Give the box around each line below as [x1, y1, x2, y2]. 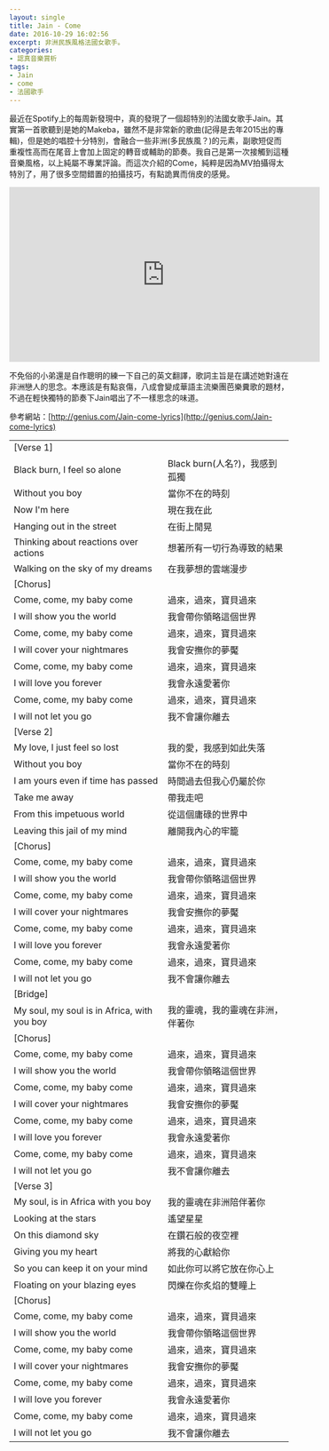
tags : [9, 63, 29, 72]
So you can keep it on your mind [13, 1262, 148, 1274]
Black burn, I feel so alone [13, 463, 121, 475]
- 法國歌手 [9, 87, 44, 96]
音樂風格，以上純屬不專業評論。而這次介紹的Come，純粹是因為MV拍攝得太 [9, 157, 285, 168]
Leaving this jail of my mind [13, 824, 127, 836]
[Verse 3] [13, 1179, 53, 1192]
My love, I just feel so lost [13, 741, 120, 753]
